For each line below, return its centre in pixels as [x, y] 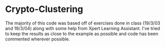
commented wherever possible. [38, 39]
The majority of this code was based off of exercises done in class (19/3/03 [83, 23]
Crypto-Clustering [44, 9]
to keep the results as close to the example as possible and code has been [82, 33]
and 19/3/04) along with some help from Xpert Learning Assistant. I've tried [83, 28]
